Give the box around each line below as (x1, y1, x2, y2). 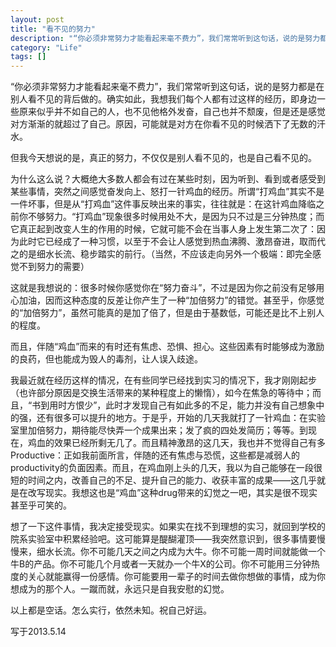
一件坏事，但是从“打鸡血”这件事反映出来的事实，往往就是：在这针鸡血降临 (10, 198, 317, 210)
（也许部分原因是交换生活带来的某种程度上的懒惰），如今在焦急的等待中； (10, 387, 313, 399)
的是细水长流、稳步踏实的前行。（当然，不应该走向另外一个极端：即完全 (18, 248, 313, 260)
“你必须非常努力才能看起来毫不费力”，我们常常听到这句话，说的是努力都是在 (10, 81, 325, 93)
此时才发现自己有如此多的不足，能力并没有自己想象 (105, 399, 317, 411)
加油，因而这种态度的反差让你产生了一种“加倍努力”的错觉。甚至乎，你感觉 (18, 294, 325, 306)
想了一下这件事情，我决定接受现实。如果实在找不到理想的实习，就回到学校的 (10, 521, 326, 533)
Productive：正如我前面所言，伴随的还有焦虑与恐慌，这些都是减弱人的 (10, 449, 300, 461)
